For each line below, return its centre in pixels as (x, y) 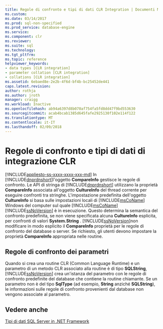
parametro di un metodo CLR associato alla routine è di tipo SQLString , (76, 269)
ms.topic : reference (26, 59)
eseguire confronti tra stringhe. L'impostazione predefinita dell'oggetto (76, 195)
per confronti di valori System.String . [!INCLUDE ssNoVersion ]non (72, 221)
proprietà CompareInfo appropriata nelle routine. (54, 236)
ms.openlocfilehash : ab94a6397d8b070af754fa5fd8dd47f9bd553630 (70, 109)
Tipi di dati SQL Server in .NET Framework (47, 321)
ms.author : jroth (23, 95)
